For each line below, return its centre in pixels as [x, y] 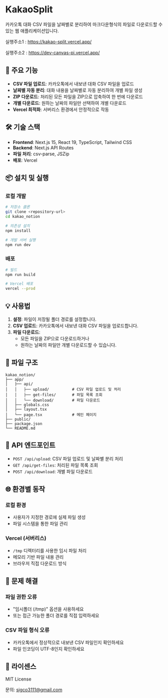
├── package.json [24, 424]
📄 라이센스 [21, 666]
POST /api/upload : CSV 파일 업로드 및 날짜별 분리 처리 [68, 458]
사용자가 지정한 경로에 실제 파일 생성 [49, 517]
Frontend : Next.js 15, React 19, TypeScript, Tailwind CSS [72, 142]
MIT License [18, 679]
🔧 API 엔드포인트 [30, 445]
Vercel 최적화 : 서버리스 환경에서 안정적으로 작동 [61, 109]
